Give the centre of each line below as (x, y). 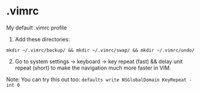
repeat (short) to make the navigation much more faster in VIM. (93, 68)
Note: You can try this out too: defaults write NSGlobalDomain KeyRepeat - (99, 79)
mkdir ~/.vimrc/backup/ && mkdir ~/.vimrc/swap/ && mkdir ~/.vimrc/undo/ (101, 50)
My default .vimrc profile (37, 28)
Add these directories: (42, 39)
